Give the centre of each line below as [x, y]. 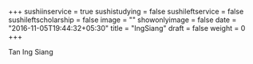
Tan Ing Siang [31, 52]
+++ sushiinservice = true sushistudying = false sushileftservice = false [126, 11]
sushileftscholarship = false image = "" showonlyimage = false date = [123, 20]
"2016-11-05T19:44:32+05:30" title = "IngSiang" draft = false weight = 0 [127, 28]
